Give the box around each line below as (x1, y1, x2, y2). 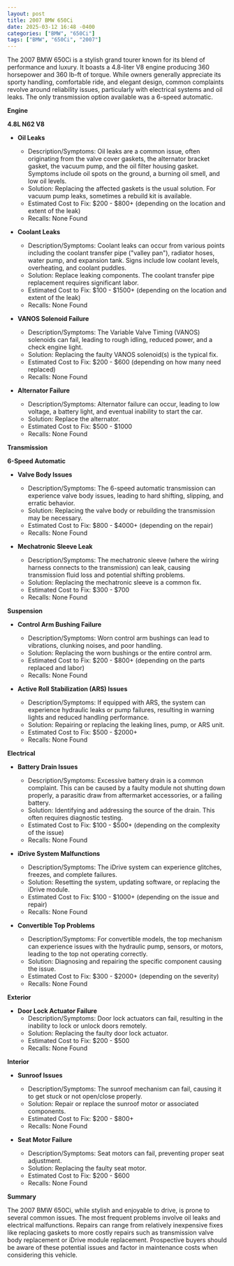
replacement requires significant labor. (27, 278, 139, 287)
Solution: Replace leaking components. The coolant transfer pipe (27, 271, 215, 280)
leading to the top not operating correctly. (27, 950, 148, 958)
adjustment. (27, 1157, 62, 1165)
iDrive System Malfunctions (17, 850, 101, 858)
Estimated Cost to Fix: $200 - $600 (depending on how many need (27, 358, 221, 367)
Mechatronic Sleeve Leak (17, 543, 93, 551)
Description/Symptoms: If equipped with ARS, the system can (27, 698, 206, 707)
